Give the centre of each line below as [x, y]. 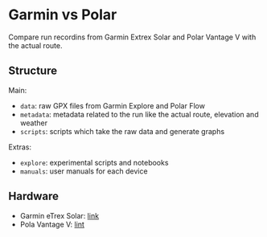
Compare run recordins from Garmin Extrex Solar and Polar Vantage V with [132, 37]
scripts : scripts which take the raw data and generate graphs [122, 131]
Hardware [33, 196]
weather [34, 123]
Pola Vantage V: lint [52, 224]
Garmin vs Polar [63, 15]
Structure [33, 71]
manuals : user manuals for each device [84, 171]
